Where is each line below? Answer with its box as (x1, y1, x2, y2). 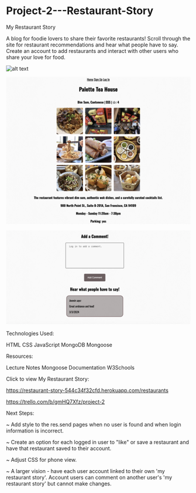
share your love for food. (6, 53, 66, 61)
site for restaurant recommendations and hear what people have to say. (6, 41, 178, 48)
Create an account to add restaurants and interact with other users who (6, 47, 179, 54)
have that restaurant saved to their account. (6, 445, 112, 452)
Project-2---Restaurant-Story (6, 4, 154, 18)
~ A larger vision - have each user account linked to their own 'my (6, 467, 165, 474)
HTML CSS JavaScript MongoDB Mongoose (6, 341, 112, 348)
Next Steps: (6, 410, 35, 417)
